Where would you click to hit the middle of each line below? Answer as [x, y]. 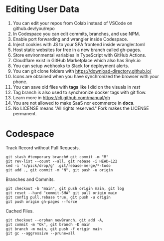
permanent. [25, 113]
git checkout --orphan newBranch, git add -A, [55, 220]
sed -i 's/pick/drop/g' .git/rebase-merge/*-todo [58, 166]
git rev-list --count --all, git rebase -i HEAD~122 [62, 161]
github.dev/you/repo [34, 28]
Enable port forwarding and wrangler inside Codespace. [71, 39]
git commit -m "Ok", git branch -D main [48, 224]
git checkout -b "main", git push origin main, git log [65, 188]
